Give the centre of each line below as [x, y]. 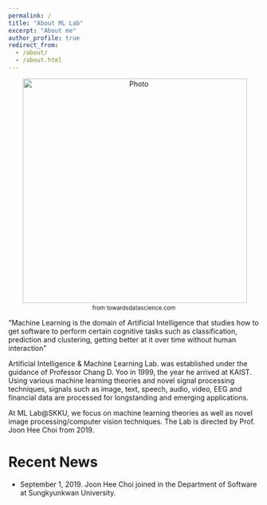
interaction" [27, 348]
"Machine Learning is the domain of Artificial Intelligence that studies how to [133, 322]
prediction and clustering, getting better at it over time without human [122, 339]
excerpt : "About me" [43, 30]
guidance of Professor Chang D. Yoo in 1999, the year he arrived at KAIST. [130, 372]
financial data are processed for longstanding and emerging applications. [128, 397]
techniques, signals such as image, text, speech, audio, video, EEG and [125, 389]
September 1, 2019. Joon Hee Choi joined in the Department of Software [138, 484]
